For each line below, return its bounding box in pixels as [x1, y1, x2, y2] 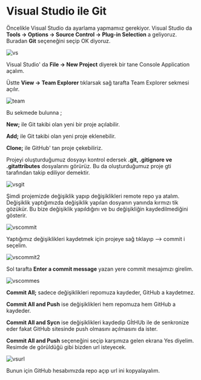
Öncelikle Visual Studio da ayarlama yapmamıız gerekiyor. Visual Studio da [6, 24, 193, 32]
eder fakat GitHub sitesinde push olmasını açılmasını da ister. [6, 325, 158, 332]
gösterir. [6, 211, 27, 219]
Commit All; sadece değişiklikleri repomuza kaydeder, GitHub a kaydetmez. [6, 288, 196, 296]
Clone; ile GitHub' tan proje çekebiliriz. [6, 144, 103, 151]
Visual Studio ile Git [6, 4, 107, 18]
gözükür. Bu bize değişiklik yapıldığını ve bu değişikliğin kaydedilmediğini [6, 205, 188, 212]
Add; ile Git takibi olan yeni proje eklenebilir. [6, 132, 116, 140]
